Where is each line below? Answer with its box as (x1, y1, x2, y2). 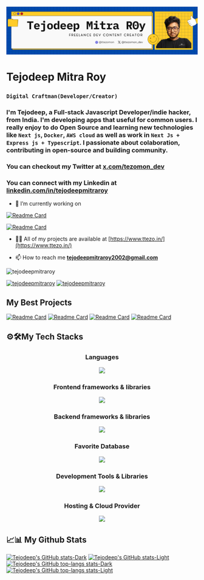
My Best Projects (6, 297, 72, 307)
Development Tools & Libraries (55, 472, 149, 480)
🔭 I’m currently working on (15, 200, 81, 207)
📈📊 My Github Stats (6, 534, 87, 545)
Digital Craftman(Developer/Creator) (6, 93, 118, 100)
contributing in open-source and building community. (6, 146, 168, 155)
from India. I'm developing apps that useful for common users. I (6, 116, 197, 125)
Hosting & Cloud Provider (64, 502, 140, 510)
